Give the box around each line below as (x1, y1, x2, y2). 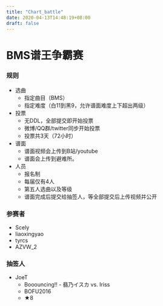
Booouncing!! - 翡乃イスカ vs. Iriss (24, 281, 110, 288)
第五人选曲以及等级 (24, 185, 73, 192)
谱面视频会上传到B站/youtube (24, 147, 98, 155)
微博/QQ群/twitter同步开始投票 (24, 124, 101, 131)
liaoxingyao (15, 231, 44, 238)
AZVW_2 (15, 243, 38, 251)
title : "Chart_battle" (6, 9, 64, 15)
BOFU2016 (24, 288, 52, 295)
